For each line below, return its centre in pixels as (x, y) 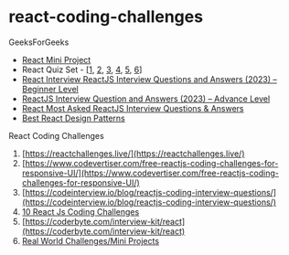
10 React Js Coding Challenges (80, 211)
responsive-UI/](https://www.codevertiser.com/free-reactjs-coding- (150, 173)
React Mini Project (56, 59)
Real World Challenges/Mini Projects (91, 240)
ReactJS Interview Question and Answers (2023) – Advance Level (146, 99)
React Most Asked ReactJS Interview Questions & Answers (133, 108)
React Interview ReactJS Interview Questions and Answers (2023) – (150, 79)
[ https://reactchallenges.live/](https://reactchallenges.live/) (133, 154)
